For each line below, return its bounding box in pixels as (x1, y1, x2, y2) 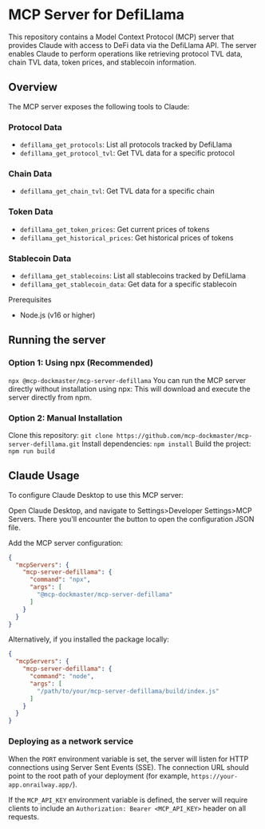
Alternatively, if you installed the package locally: (8, 634, 169, 644)
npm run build (8, 447, 56, 456)
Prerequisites (8, 294, 52, 304)
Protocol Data (8, 121, 62, 132)
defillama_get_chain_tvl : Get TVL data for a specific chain (19, 186, 215, 196)
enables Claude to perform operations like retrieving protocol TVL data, (8, 49, 243, 58)
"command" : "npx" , (29, 576, 91, 584)
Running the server (8, 334, 106, 347)
